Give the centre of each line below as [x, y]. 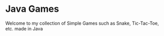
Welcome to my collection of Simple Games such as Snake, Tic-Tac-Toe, [82, 23]
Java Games [32, 9]
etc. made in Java [24, 28]
